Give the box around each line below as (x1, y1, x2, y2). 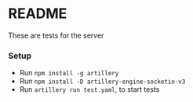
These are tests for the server (8, 31, 104, 40)
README (8, 5, 67, 23)
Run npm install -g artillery (19, 68, 119, 78)
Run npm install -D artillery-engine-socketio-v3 (19, 76, 186, 86)
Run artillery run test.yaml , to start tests (19, 85, 160, 94)
